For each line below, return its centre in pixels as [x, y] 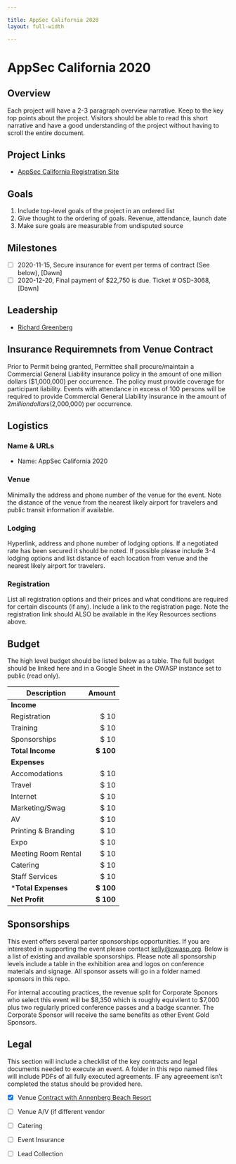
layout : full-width [36, 26]
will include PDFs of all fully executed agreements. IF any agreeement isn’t [115, 1076]
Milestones [32, 248]
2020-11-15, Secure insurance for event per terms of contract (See [114, 265]
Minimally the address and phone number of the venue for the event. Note [114, 495]
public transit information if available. [61, 510]
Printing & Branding [43, 831]
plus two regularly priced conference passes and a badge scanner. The [111, 1007]
